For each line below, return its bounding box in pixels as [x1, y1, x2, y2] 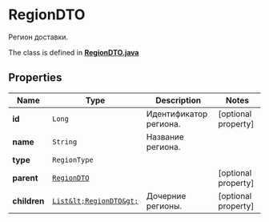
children [12, 195, 45, 206]
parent [12, 172, 38, 184]
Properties [8, 71, 62, 85]
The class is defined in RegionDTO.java [8, 47, 139, 57]
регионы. [146, 200, 183, 212]
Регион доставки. [8, 32, 69, 42]
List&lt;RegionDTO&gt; [51, 196, 139, 205]
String [51, 137, 78, 146]
